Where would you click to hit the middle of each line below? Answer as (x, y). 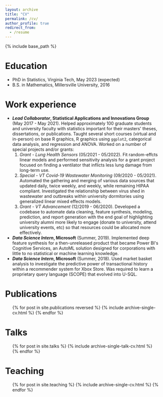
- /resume (19, 32)
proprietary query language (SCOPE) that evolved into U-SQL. (75, 274)
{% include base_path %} (31, 46)
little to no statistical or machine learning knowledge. (65, 253)
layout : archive (22, 10)
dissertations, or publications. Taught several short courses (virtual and (84, 134)
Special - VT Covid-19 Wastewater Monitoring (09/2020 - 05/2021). (88, 175)
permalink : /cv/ (22, 19)
